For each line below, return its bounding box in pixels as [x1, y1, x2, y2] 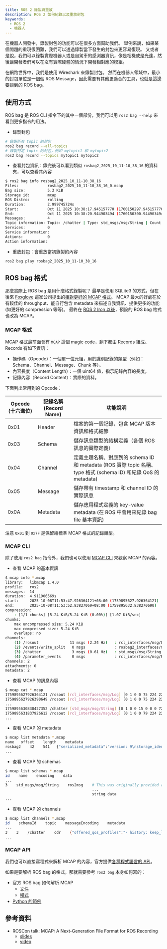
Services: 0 [5, 225, 50, 230]
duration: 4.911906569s [5, 594, 57, 599]
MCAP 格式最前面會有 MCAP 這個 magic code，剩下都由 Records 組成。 [5, 339, 149, 345]
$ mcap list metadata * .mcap [5, 735, 66, 740]
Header [37, 424, 56, 431]
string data [91, 792, 117, 797]
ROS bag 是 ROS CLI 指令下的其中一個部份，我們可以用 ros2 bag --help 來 [5, 112, 158, 118]
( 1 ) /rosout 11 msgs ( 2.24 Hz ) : [14, 640, 117, 645]
